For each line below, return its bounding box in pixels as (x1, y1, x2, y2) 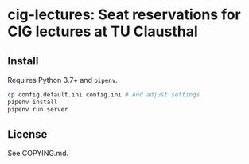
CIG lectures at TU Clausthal (7, 22, 198, 41)
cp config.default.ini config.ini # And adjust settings (7, 91, 200, 99)
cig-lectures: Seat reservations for (7, 6, 242, 24)
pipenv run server (7, 105, 68, 113)
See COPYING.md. (7, 149, 69, 158)
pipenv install (7, 98, 58, 106)
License (7, 127, 48, 141)
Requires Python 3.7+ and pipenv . (7, 76, 119, 84)
